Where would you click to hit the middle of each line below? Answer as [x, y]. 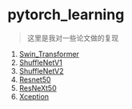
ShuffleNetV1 [41, 63]
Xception [34, 96]
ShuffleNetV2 [42, 71]
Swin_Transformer [49, 54]
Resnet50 [35, 79]
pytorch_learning [66, 15]
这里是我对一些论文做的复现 [73, 38]
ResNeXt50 [38, 88]
